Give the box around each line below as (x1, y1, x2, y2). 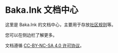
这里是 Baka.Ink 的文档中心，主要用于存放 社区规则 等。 (5, 22, 116, 27)
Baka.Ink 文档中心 (5, 4, 79, 16)
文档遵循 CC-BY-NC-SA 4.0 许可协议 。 (5, 42, 84, 48)
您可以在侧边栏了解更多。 (5, 32, 57, 38)
